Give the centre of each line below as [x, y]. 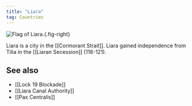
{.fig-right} [57, 34]
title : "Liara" [25, 12]
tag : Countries [25, 17]
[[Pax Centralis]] [35, 97]
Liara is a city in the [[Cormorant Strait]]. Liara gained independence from [96, 46]
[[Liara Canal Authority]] [44, 91]
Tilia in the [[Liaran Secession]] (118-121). [56, 52]
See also [22, 70]
